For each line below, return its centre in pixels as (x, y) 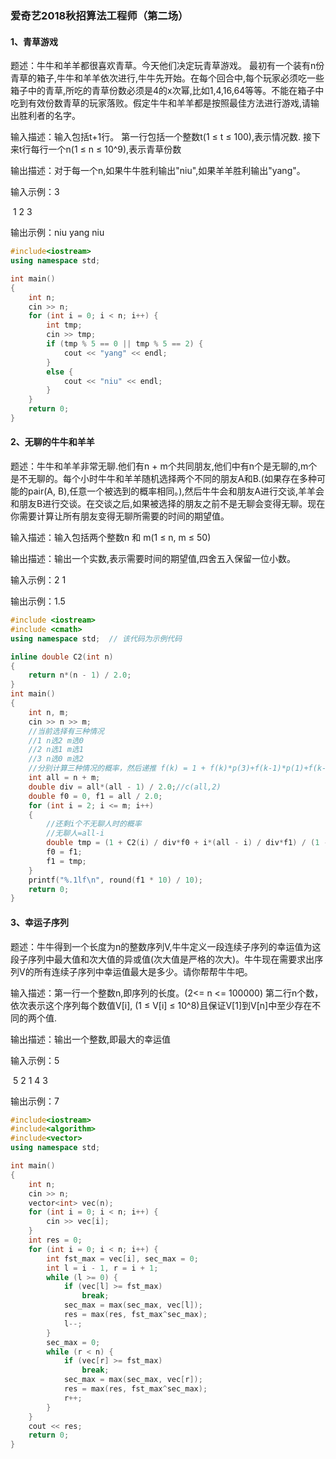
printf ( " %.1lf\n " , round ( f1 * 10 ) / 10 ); (116, 880)
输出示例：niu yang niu (57, 233)
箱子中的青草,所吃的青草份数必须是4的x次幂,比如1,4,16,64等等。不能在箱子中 (167, 91)
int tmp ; (64, 325)
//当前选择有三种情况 (66, 731)
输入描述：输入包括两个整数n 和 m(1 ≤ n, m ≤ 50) (111, 538)
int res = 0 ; (55, 1240)
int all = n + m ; (64, 778)
